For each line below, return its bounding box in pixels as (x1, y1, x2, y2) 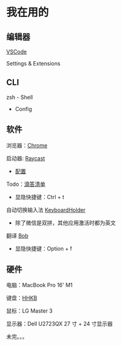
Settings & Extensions (6, 60, 60, 67)
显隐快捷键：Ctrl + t (14, 193, 65, 200)
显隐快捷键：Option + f (14, 245, 72, 252)
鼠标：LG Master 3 (6, 307, 53, 314)
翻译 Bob (6, 232, 29, 239)
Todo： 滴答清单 (6, 180, 46, 188)
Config (14, 105, 32, 112)
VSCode (6, 48, 27, 55)
